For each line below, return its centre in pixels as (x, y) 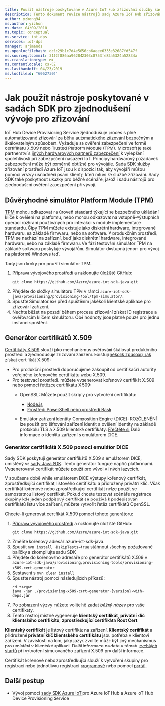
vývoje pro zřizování (47, 119)
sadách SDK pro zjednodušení (68, 108)
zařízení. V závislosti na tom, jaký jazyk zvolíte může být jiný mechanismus (81, 640)
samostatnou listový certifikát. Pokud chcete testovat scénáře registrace (78, 494)
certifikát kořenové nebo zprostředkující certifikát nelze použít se (71, 488)
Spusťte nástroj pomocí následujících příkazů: (58, 578)
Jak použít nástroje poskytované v (77, 98)
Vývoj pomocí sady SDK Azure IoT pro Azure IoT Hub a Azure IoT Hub (83, 693)
